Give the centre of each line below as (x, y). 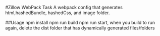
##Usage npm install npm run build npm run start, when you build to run (80, 23)
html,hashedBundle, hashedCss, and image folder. (58, 13)
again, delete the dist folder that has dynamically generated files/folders (80, 28)
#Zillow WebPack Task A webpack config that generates (64, 7)
